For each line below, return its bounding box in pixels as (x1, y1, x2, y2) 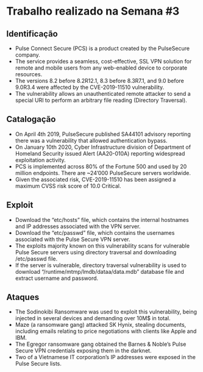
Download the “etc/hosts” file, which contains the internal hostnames (15, 216, 189, 223)
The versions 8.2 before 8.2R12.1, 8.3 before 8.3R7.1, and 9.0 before (15, 77, 185, 84)
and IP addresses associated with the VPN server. (15, 223, 141, 230)
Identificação (6, 29, 58, 39)
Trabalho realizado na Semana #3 (6, 4, 180, 18)
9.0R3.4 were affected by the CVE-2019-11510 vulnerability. (15, 84, 165, 91)
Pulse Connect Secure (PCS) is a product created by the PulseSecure (15, 45, 190, 52)
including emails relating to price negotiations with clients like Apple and (15, 327, 197, 335)
